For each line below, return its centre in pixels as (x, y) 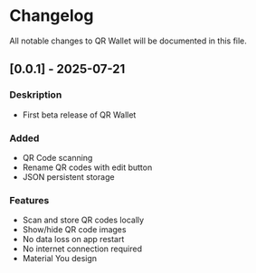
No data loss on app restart (73, 240)
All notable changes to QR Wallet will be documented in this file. (128, 41)
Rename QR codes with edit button (87, 167)
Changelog (52, 16)
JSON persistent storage (68, 176)
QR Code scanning (57, 157)
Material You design (60, 259)
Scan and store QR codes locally (83, 220)
